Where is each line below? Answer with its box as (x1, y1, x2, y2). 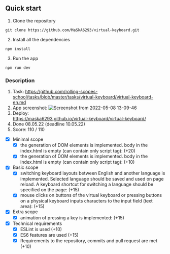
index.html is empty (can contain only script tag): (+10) (20, 159, 135, 165)
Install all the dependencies (12, 36, 70, 42)
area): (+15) (20, 204, 45, 210)
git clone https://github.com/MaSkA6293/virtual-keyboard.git (5, 28, 140, 33)
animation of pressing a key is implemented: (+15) (20, 214, 124, 221)
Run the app (12, 55, 39, 61)
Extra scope (12, 209, 38, 215)
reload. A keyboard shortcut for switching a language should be (20, 181, 154, 188)
